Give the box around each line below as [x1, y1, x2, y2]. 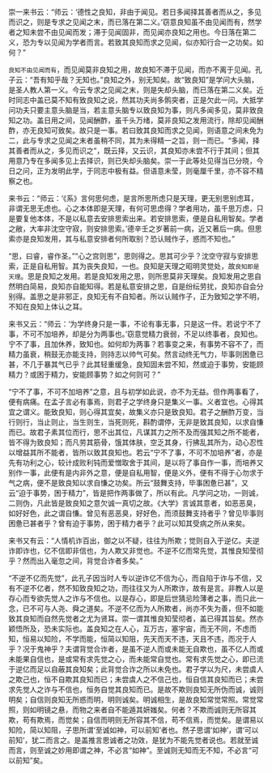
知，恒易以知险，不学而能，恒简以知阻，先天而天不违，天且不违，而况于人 [8, 634, 257, 643]
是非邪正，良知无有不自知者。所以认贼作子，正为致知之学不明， [50, 292, 264, 301]
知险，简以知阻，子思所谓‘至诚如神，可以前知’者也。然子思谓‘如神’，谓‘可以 [8, 725, 259, 735]
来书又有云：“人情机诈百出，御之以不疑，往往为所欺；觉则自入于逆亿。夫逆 [8, 536, 261, 545]
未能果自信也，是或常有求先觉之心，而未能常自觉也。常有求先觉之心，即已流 [8, 655, 264, 664]
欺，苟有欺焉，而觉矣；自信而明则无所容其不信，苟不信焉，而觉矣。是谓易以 [8, 715, 264, 724]
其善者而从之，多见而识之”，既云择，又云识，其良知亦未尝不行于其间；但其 [8, 146, 261, 156]
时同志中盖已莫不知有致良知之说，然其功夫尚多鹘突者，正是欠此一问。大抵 [8, 96, 257, 105]
